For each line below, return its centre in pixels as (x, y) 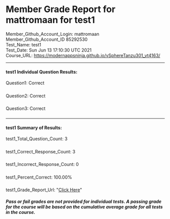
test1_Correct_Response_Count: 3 (41, 151)
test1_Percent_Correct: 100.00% (39, 177)
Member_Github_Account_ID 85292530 (47, 39)
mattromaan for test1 (50, 20)
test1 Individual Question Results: (42, 72)
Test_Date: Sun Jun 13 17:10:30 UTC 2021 (49, 50)
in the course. (21, 212)
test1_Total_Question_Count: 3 (37, 139)
